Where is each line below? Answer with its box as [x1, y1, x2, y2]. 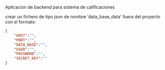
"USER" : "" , [14, 47, 37, 52]
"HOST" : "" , [14, 33, 37, 38]
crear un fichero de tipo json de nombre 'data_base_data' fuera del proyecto [5, 14, 161, 19]
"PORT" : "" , [14, 37, 37, 42]
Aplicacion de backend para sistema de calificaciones [5, 4, 115, 10]
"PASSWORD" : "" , [14, 51, 45, 56]
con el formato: [5, 19, 36, 25]
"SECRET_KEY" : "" [14, 56, 48, 61]
